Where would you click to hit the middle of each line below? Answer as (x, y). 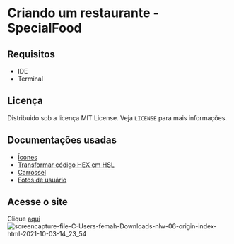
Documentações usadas (62, 140)
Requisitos (31, 54)
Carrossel (32, 172)
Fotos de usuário (42, 180)
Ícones (27, 157)
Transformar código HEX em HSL (66, 165)
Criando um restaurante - (83, 13)
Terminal (30, 79)
